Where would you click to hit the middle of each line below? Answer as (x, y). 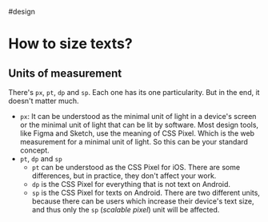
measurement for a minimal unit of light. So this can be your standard (134, 142)
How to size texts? (71, 44)
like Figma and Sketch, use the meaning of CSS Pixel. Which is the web (137, 133)
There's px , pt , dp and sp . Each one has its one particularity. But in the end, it (134, 92)
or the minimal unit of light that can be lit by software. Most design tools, (139, 125)
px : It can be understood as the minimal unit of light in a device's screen (138, 116)
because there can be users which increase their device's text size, (143, 201)
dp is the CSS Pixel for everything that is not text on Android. (131, 184)
